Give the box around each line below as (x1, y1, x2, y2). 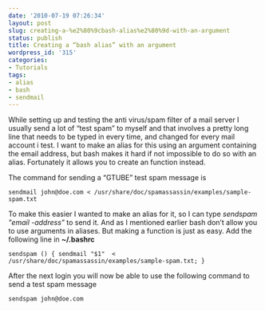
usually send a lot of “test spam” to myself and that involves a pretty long (8, 124, 249, 133)
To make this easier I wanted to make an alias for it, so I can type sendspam (8, 209, 258, 219)
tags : (8, 71, 26, 79)
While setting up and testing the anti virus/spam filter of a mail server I (8, 115, 239, 124)
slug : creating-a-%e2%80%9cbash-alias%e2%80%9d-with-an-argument (8, 26, 230, 34)
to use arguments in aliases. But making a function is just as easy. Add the (8, 226, 252, 236)
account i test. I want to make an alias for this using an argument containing (8, 140, 257, 150)
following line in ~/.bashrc (8, 234, 95, 244)
